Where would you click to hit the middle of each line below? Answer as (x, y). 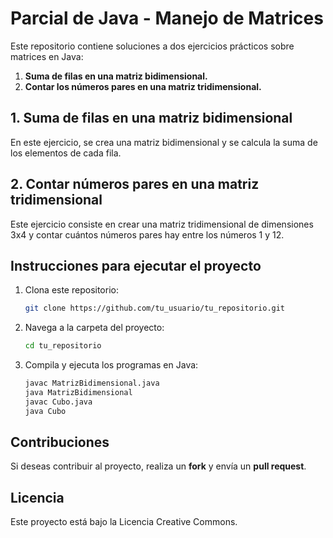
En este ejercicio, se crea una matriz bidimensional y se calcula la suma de (164, 142)
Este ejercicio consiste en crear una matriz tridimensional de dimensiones (162, 224)
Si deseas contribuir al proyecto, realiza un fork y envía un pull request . (158, 466)
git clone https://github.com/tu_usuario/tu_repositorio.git (155, 308)
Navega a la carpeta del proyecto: (94, 328)
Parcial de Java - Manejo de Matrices (167, 18)
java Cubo (45, 411)
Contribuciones (60, 442)
